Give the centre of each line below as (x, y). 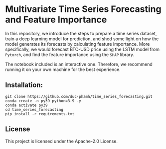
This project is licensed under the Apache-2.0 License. (62, 141)
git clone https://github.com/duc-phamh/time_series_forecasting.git (79, 96)
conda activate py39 (27, 105)
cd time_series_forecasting (34, 110)
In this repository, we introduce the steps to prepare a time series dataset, (81, 33)
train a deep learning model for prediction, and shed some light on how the (82, 39)
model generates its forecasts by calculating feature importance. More (78, 44)
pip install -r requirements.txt (40, 114)
